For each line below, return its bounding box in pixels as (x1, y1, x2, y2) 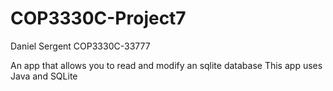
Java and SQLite (10, 70, 78, 82)
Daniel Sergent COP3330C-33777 (10, 40, 151, 52)
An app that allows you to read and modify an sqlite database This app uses (10, 59, 323, 71)
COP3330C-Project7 (10, 7, 187, 30)
